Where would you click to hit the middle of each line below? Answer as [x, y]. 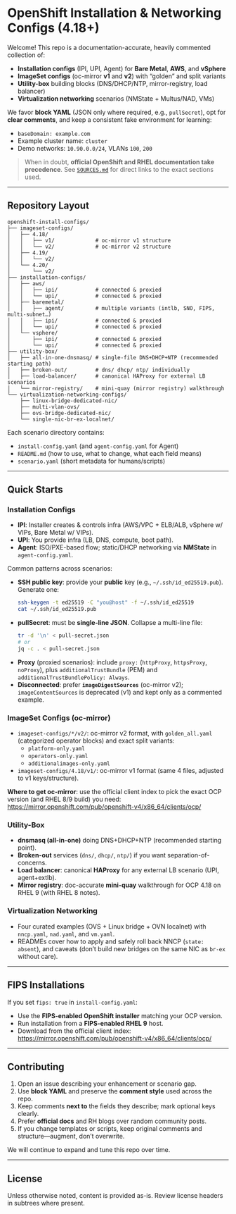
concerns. [32, 863]
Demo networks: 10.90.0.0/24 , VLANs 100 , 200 [85, 148]
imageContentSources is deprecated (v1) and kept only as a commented [120, 692]
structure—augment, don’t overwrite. [71, 1136]
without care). [38, 956]
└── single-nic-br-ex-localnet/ [67, 419]
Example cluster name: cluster [62, 141]
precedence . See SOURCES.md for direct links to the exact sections [119, 169]
